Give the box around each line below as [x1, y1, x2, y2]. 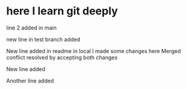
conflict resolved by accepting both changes [6, 54, 118, 61]
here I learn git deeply [6, 4, 118, 18]
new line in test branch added [6, 35, 80, 43]
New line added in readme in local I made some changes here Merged [6, 47, 181, 55]
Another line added [6, 77, 54, 84]
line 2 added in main [6, 24, 57, 31]
